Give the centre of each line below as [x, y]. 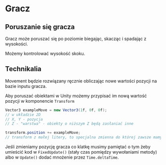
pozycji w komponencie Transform [40, 101]
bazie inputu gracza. [26, 86]
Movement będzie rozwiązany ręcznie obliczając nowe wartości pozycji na [81, 81]
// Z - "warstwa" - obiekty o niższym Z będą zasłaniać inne [69, 124]
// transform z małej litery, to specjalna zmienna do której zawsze [78, 137]
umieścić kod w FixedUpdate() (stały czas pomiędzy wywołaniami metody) [81, 152]
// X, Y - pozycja [24, 119]
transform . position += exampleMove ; [43, 133]
